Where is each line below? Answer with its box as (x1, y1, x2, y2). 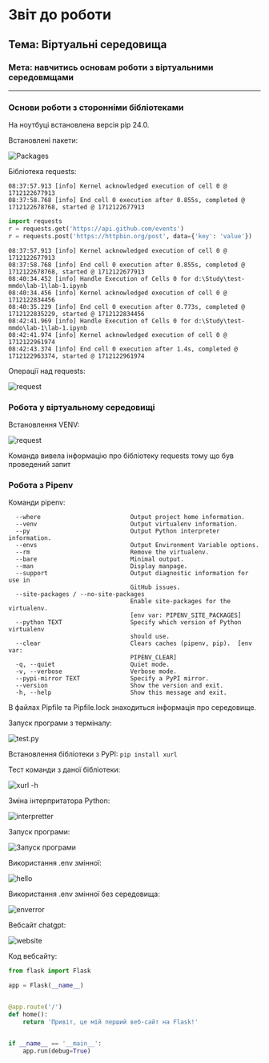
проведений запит (8, 460, 71, 469)
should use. (130, 632, 171, 641)
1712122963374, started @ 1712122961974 (8, 351, 146, 360)
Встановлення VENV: (8, 420, 80, 430)
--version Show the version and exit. (15, 682, 224, 690)
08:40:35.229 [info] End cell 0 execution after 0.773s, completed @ (8, 302, 246, 310)
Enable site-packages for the (130, 598, 231, 606)
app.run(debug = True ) (22, 1047, 91, 1055)
